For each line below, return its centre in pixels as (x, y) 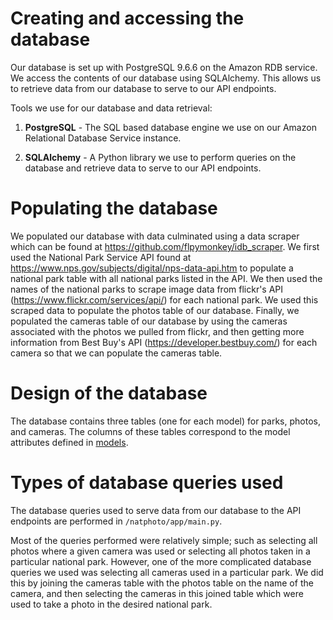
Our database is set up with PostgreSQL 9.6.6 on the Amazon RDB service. (164, 67)
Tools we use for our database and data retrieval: (111, 108)
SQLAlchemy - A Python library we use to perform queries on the (160, 157)
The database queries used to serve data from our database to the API (156, 510)
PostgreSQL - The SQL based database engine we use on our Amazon (170, 127)
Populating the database (114, 208)
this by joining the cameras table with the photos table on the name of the (162, 583)
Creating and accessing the (127, 18)
